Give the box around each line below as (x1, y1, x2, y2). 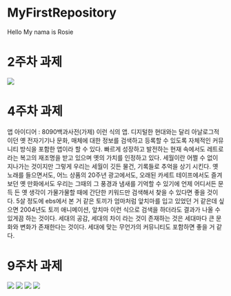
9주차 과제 (7, 258, 63, 274)
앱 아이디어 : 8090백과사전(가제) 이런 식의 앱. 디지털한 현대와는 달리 (7, 127, 190, 136)
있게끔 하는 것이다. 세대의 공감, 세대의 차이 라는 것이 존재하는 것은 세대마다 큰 (7, 214, 215, 222)
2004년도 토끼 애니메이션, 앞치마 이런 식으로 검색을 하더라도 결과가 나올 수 (19, 205, 221, 214)
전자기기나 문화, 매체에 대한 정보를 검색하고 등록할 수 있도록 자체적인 (27, 136, 212, 145)
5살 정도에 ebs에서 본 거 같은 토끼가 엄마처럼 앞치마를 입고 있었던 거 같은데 (16, 196, 217, 205)
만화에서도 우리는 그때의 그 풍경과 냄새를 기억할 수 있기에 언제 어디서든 (27, 179, 217, 187)
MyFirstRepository (7, 5, 117, 21)
